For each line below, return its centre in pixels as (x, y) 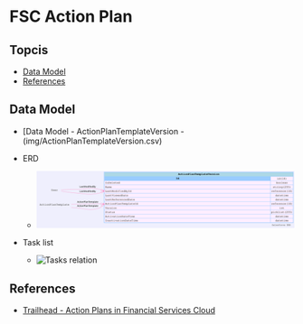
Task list (38, 243)
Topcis (29, 50)
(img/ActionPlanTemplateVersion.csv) (92, 141)
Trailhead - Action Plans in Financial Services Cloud (118, 310)
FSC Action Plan (71, 17)
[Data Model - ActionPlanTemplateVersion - (103, 131)
